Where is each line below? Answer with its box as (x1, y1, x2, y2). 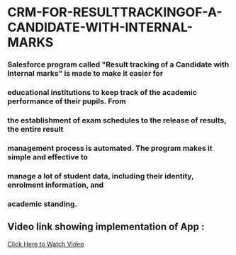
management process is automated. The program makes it (7, 143, 213, 153)
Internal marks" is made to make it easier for (7, 69, 164, 79)
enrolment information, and (7, 180, 104, 190)
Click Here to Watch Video (7, 239, 84, 248)
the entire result (7, 124, 64, 134)
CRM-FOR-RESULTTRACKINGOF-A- (7, 4, 223, 21)
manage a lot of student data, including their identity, (7, 171, 194, 181)
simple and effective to (7, 152, 89, 161)
